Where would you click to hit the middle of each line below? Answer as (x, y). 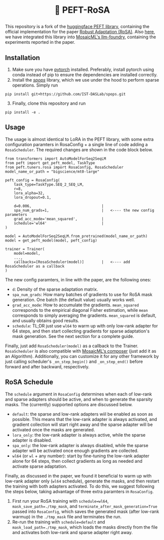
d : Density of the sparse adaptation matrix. (55, 289)
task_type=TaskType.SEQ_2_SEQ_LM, (49, 184)
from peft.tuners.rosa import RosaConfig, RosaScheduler (64, 167)
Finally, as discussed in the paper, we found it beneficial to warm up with (78, 476)
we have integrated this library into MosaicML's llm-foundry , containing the (81, 37)
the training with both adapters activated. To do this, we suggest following (80, 486)
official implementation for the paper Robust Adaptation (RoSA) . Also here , (80, 32)
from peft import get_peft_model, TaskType (50, 163)
